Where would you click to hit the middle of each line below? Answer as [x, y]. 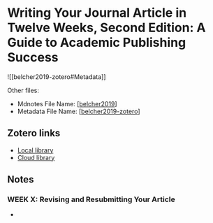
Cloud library [36, 157]
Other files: [23, 90]
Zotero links [34, 133]
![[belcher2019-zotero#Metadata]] [57, 77]
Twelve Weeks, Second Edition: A [106, 28]
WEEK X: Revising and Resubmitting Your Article [91, 199]
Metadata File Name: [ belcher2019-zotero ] [79, 111]
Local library [35, 150]
